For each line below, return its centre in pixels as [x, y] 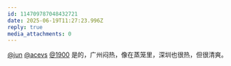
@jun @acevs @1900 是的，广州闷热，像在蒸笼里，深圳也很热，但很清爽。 [118, 55]
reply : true [25, 27]
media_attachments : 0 [40, 34]
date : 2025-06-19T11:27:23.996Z [55, 21]
